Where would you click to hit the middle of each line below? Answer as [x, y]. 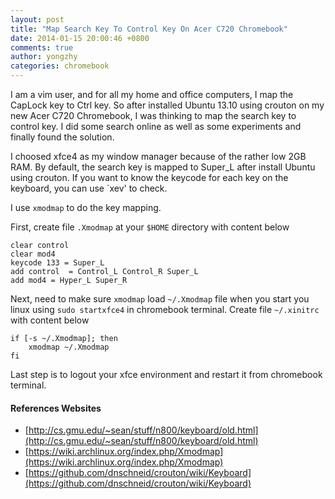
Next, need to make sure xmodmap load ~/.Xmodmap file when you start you [160, 299]
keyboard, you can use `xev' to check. [89, 188]
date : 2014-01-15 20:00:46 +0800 [80, 38]
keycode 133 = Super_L [57, 263]
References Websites [56, 408]
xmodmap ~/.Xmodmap [69, 347]
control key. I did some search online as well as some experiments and [156, 126]
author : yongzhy [44, 57]
